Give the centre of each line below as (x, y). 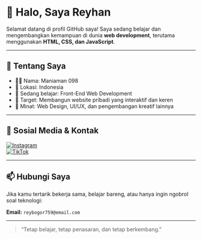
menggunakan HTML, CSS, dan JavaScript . (61, 41)
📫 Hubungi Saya (38, 177)
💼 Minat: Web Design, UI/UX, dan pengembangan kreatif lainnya (94, 106)
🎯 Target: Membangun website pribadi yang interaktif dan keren (94, 100)
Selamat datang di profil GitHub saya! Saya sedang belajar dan (84, 29)
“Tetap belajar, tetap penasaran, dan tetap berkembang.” (91, 229)
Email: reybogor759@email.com (43, 212)
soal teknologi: (24, 201)
